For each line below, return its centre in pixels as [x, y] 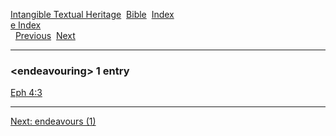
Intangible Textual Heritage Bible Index [92, 14]
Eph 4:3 [26, 93]
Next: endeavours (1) [53, 121]
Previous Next [45, 35]
